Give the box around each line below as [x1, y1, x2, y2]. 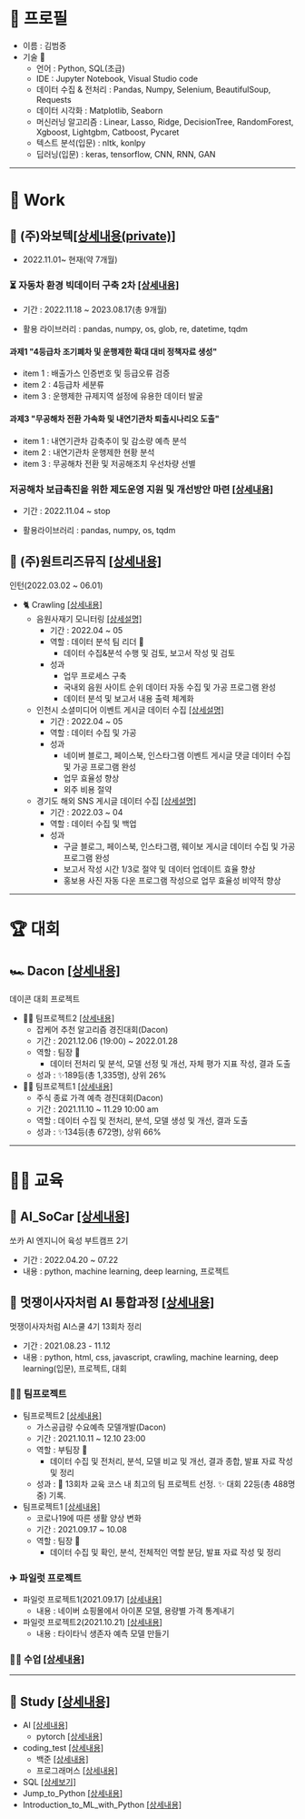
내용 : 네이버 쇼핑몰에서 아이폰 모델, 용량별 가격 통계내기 [35, 1605, 235, 1616]
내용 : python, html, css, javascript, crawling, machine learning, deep [22, 1351, 279, 1362]
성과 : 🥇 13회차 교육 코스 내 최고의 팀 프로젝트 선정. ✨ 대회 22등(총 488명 [35, 1478, 296, 1489]
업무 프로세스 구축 [63, 670, 127, 681]
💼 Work [9, 190, 65, 210]
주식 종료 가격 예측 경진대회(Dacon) [35, 1092, 163, 1103]
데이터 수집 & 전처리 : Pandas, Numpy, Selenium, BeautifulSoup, [35, 84, 271, 95]
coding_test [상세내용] [22, 1743, 104, 1753]
